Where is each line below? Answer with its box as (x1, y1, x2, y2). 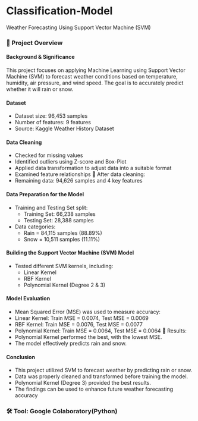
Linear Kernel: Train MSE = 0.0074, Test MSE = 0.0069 (14, 315, 149, 322)
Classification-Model (6, 4, 113, 18)
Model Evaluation (6, 295, 51, 302)
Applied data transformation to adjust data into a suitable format (14, 165, 172, 172)
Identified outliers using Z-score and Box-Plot (14, 158, 127, 165)
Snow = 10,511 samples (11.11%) (23, 235, 100, 243)
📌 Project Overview (6, 39, 63, 47)
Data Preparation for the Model (6, 191, 84, 198)
